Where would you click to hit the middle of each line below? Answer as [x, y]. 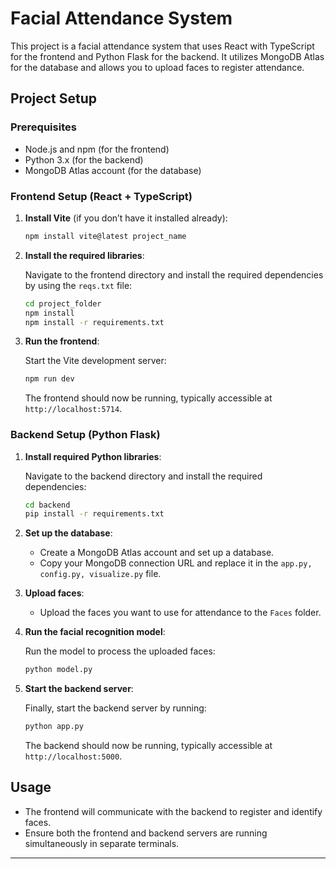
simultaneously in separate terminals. [102, 843]
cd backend [47, 505]
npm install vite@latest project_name [105, 236]
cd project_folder [63, 303]
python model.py [58, 670]
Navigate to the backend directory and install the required [143, 476]
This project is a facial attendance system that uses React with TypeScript [162, 46]
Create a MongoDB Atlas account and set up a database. [157, 553]
